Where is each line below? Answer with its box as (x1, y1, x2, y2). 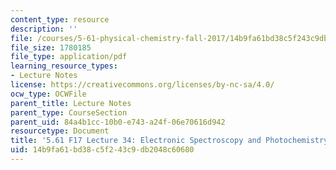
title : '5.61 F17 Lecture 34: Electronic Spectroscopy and (10, 136, 262, 146)
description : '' (10, 24, 78, 34)
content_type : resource (10, 14, 110, 25)
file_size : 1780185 (10, 42, 92, 53)
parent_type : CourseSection (10, 107, 128, 118)
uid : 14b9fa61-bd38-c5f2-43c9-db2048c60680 (10, 145, 195, 155)
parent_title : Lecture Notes (10, 98, 132, 108)
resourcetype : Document (10, 126, 110, 136)
